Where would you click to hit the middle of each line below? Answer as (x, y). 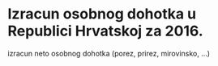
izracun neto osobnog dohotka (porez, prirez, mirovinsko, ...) (109, 53)
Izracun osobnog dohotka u (102, 14)
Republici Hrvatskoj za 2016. (105, 31)
